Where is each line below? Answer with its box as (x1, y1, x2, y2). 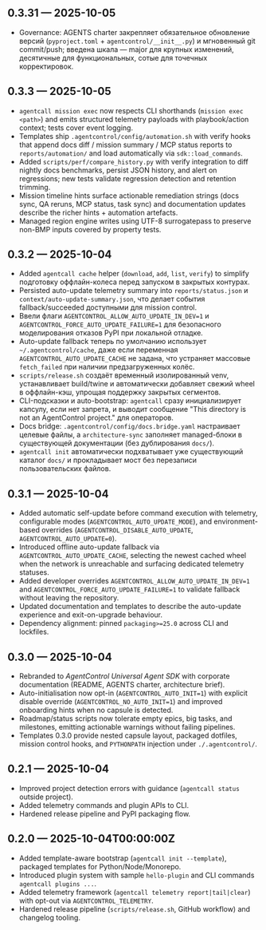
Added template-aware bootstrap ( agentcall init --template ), (18, 853, 227, 863)
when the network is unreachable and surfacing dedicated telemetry (18, 559, 244, 569)
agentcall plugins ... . (18, 878, 97, 888)
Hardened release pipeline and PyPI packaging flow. (18, 809, 191, 818)
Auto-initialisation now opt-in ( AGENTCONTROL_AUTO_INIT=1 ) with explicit (18, 688, 248, 698)
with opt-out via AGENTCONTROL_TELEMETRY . (18, 896, 154, 905)
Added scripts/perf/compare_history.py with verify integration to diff (18, 156, 248, 166)
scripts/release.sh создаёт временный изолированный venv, (18, 370, 229, 380)
